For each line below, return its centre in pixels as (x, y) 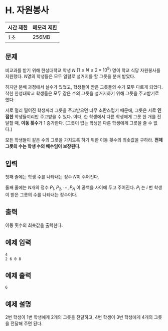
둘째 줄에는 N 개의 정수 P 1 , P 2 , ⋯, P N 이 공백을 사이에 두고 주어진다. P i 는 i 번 (79, 188)
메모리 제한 (45, 27)
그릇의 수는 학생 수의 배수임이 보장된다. (43, 146)
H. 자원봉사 (27, 10)
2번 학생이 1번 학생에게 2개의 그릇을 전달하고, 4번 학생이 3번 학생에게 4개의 (79, 317)
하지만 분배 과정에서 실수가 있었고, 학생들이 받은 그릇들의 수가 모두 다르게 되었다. (84, 87)
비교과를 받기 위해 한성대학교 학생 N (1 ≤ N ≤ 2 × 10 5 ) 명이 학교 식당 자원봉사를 (83, 70)
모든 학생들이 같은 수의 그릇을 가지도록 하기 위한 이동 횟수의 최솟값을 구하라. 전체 (84, 140)
